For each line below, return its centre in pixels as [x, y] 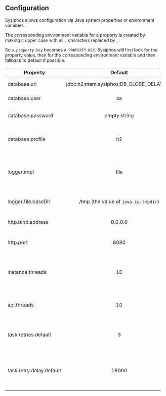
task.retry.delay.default [35, 370]
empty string [119, 115]
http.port [18, 242]
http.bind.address [28, 222]
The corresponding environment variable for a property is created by [75, 35]
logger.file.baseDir [29, 201]
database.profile [27, 139]
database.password [30, 115]
